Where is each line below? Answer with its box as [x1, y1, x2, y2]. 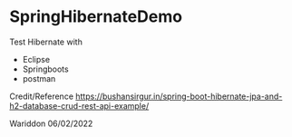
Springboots [22, 64, 70, 74]
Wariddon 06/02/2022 [9, 118, 93, 129]
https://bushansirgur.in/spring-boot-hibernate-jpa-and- [75, 91, 283, 102]
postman [22, 73, 56, 83]
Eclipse [22, 54, 51, 64]
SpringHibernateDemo [9, 6, 183, 27]
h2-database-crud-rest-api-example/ [9, 100, 150, 111]
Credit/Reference [9, 91, 74, 102]
